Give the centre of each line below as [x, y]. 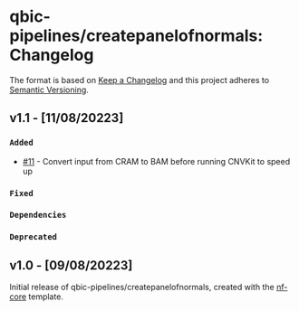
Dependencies [38, 215]
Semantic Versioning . [49, 90]
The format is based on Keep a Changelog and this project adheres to [140, 80]
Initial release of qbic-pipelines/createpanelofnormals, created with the [142, 287]
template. [46, 297]
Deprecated [33, 237]
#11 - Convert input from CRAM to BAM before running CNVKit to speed [156, 161]
